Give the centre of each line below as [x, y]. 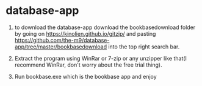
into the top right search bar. [144, 47]
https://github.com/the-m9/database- [62, 40]
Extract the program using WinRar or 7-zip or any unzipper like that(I [101, 58]
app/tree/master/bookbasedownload [61, 47]
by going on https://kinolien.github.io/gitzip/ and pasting [85, 33]
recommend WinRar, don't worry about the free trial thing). [88, 65]
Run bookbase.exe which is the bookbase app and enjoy [85, 76]
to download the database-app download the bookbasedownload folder [105, 27]
